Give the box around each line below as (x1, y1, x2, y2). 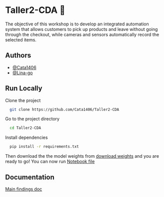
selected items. (5, 37, 36, 43)
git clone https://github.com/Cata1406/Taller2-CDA (9, 107, 120, 112)
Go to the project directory (5, 116, 60, 122)
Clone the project (5, 97, 41, 103)
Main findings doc (5, 186, 42, 192)
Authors (5, 51, 31, 60)
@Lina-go (12, 70, 33, 76)
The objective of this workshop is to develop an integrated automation (5, 21, 149, 27)
